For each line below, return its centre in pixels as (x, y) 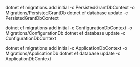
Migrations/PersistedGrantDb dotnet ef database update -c (67, 13)
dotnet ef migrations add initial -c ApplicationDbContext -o (66, 48)
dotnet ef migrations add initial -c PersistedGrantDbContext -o (70, 7)
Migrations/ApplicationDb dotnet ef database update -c (63, 53)
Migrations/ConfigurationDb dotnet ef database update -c (65, 33)
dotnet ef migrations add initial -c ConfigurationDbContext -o (69, 28)
